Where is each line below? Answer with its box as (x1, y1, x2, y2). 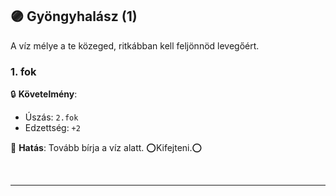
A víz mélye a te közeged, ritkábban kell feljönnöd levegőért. (10, 39, 260, 52)
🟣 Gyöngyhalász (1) (10, 8, 138, 25)
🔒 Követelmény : (10, 88, 78, 100)
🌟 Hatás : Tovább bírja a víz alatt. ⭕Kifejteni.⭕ (10, 142, 203, 154)
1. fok (10, 64, 37, 78)
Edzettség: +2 (24, 122, 81, 134)
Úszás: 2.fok (24, 111, 79, 123)
